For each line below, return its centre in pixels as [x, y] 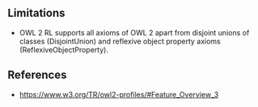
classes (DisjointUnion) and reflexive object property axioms [120, 41]
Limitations [36, 13]
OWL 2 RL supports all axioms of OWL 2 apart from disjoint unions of [134, 32]
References [37, 75]
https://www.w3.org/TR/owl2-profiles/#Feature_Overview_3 [119, 94]
